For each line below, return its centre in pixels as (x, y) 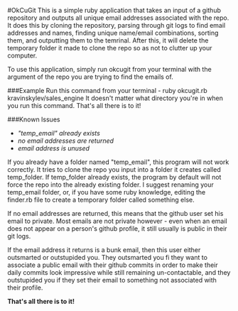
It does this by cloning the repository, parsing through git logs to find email (117, 25)
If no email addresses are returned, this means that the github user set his (115, 213)
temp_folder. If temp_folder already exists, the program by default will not (114, 177)
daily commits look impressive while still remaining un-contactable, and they (119, 272)
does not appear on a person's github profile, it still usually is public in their (117, 229)
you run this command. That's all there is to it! (74, 105)
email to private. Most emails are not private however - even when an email (117, 221)
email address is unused (54, 148)
